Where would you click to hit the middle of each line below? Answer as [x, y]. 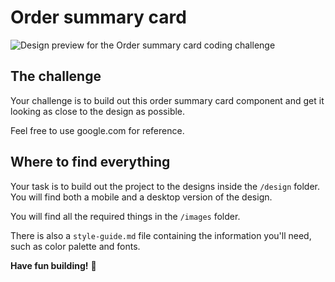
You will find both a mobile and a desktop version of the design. [141, 197]
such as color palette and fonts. [75, 246]
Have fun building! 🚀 [53, 265]
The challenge [56, 76]
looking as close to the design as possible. [98, 111]
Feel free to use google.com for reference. [97, 130]
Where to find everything [90, 162]
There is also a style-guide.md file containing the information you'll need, [161, 235]
